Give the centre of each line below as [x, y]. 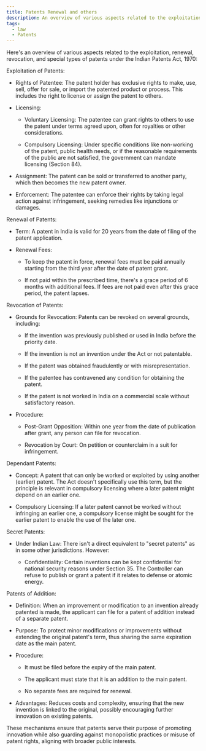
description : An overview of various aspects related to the [86, 18]
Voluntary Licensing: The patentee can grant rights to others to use [109, 120]
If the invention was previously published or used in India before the [110, 336]
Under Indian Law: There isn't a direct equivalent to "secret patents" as [105, 544]
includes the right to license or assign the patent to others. [89, 96]
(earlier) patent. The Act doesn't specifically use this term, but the [98, 482]
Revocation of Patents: [35, 305]
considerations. [44, 133]
